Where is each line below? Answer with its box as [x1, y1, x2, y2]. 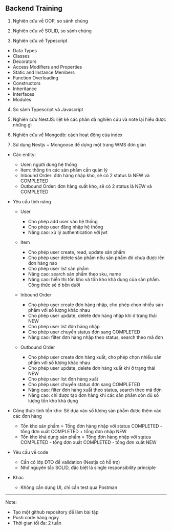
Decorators [12, 58, 37, 65]
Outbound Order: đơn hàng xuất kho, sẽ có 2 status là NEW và [20, 183, 152, 189]
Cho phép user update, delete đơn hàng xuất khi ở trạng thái [28, 365, 156, 371]
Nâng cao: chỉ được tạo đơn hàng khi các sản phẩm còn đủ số [28, 392, 159, 398]
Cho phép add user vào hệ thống [28, 218, 98, 224]
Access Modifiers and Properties [12, 63, 82, 70]
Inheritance [12, 86, 37, 92]
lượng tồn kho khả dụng [28, 397, 78, 403]
